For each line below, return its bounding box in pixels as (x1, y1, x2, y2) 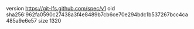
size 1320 (38, 17, 62, 24)
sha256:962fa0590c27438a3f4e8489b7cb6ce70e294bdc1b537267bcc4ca (6, 11, 189, 18)
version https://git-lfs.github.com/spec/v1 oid (6, 5, 115, 12)
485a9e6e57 (6, 17, 37, 24)
